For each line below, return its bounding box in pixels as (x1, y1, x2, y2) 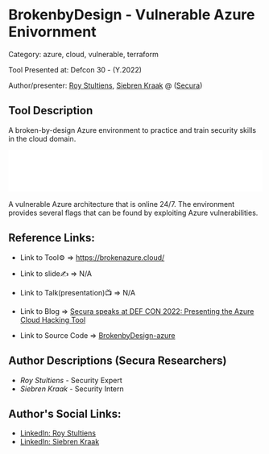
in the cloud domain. (8, 134, 77, 143)
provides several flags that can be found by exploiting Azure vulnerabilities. (8, 208, 259, 217)
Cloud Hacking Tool (19, 315, 86, 324)
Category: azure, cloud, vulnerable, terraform (8, 49, 159, 59)
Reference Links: (8, 231, 95, 245)
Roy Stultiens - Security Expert (19, 375, 122, 385)
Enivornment (8, 23, 97, 41)
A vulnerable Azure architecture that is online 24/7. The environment (8, 199, 235, 208)
